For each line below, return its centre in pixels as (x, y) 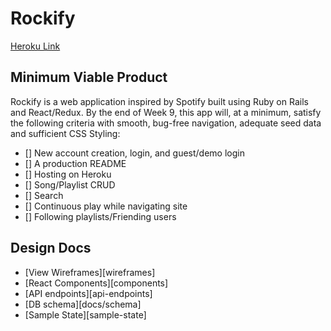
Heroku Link (35, 46)
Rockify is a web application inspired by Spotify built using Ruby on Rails (159, 101)
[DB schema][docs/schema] (83, 304)
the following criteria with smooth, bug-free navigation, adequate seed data (166, 123)
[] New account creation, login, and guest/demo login (134, 153)
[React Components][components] (96, 283)
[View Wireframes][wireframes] (90, 272)
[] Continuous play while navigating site (106, 206)
